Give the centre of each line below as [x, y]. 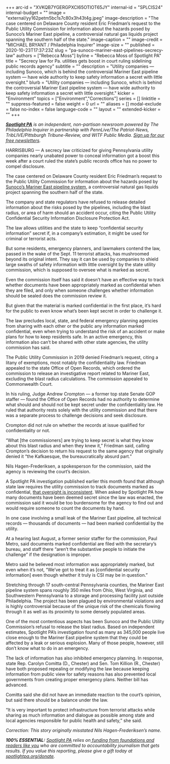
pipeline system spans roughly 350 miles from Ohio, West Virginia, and [79, 590]
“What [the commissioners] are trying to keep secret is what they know [80, 440]
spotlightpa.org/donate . [30, 756]
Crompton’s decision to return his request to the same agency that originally [84, 451]
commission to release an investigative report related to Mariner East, [78, 373]
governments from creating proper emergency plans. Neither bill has [77, 679]
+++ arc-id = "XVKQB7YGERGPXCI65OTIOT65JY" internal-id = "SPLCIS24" [84, 7]
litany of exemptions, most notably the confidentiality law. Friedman [76, 363]
